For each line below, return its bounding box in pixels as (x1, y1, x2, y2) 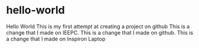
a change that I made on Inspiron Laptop (6, 35, 106, 42)
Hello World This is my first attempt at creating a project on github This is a (6, 23, 190, 30)
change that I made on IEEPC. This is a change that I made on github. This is (6, 29, 194, 36)
